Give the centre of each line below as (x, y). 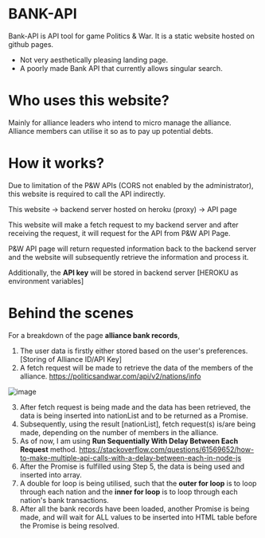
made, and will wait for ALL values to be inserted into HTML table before (138, 517)
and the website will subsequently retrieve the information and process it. (129, 257)
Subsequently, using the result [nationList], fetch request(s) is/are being (138, 424)
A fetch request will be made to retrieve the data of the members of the (136, 367)
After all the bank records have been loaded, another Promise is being (134, 509)
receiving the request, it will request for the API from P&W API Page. (119, 233)
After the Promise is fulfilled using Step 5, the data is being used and (132, 466)
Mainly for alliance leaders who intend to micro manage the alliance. (120, 122)
